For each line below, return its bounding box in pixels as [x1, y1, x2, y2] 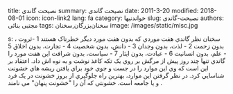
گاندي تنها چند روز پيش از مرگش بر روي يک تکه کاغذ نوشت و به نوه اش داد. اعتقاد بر [8, 57, 226, 65]
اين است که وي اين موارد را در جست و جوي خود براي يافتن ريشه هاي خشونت [8, 64, 209, 72]
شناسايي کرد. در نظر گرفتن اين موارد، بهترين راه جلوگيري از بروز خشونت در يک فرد [8, 71, 225, 79]
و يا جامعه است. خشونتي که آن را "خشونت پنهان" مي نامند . [8, 79, 163, 86]
